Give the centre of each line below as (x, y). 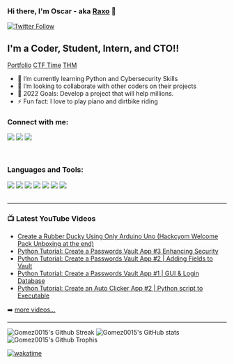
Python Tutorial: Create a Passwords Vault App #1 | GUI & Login (108, 273)
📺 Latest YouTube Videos (52, 218)
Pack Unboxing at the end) (55, 243)
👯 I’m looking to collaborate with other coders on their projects (107, 86)
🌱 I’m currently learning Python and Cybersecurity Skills (97, 79)
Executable (33, 296)
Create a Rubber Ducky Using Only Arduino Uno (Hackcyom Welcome (118, 236)
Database (31, 281)
